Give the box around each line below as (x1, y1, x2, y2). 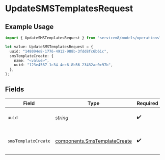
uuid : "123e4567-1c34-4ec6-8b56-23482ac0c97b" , (14, 62, 113, 68)
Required (137, 100, 159, 107)
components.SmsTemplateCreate (55, 137, 132, 144)
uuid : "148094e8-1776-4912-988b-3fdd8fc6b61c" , (9, 49, 109, 54)
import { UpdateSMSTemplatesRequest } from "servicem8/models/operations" (5, 35, 162, 40)
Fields (5, 85, 25, 94)
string (55, 114, 69, 121)
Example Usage (5, 23, 54, 31)
